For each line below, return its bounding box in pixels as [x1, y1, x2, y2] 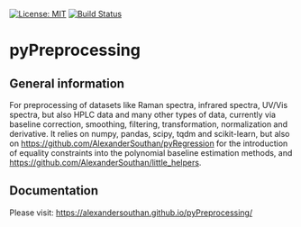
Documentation [9, 183, 99, 198]
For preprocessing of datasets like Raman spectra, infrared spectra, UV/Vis [9, 100, 288, 110]
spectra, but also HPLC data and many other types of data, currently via [9, 109, 277, 120]
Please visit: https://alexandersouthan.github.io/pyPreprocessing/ [9, 207, 253, 218]
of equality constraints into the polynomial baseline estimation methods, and [9, 148, 293, 158]
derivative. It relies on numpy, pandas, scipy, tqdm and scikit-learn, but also [9, 129, 290, 139]
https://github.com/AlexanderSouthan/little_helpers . [9, 158, 202, 168]
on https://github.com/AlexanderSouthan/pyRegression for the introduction [9, 138, 288, 149]
